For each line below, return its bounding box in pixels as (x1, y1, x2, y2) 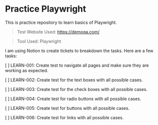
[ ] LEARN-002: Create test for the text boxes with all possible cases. (5, 77, 143, 83)
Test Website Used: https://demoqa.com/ (17, 29, 100, 35)
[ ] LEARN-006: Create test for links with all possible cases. (5, 114, 124, 120)
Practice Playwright (5, 3, 87, 15)
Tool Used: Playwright (17, 38, 61, 44)
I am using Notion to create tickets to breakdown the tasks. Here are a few (5, 48, 154, 54)
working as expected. (5, 67, 49, 73)
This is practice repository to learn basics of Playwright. (5, 19, 117, 25)
